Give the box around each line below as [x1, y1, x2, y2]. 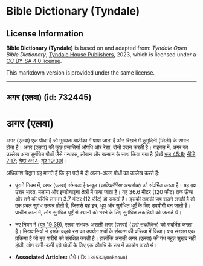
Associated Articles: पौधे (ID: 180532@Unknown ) [14, 253, 128, 261]
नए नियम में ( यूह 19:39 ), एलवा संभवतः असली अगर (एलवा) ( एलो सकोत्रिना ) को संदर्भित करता [14, 221, 193, 228]
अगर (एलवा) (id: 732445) [6, 92, 92, 102]
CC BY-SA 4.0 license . [6, 58, 62, 64]
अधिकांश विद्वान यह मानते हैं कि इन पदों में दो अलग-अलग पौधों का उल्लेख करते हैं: [6, 170, 160, 177]
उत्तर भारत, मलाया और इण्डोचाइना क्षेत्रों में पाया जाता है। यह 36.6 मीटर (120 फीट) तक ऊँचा [14, 188, 193, 196]
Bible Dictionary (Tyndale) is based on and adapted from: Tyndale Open [6, 44, 187, 52]
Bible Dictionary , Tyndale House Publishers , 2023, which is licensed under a [6, 51, 196, 58]
